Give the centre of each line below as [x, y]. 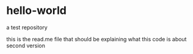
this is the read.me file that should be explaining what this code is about [96, 39]
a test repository [27, 27]
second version [26, 46]
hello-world [37, 11]
